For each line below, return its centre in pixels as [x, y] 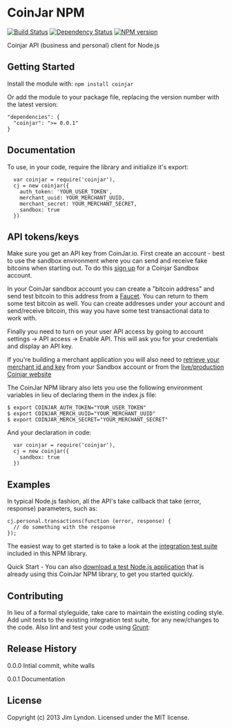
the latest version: [33, 104]
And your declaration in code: [49, 432]
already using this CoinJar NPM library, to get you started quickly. [101, 574]
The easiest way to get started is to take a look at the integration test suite [113, 546]
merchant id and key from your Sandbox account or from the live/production [116, 367]
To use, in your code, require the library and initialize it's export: [98, 166]
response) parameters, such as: [52, 508]
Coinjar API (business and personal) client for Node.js [84, 45]
